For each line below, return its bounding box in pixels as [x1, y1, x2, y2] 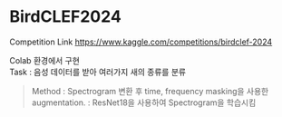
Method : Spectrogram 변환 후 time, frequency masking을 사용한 [31, 85, 269, 96]
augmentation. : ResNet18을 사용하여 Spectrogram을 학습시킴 [31, 97, 257, 108]
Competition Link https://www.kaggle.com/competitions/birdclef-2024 [9, 36, 273, 47]
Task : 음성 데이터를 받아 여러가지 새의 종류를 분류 [9, 66, 187, 77]
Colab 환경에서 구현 [9, 54, 80, 65]
